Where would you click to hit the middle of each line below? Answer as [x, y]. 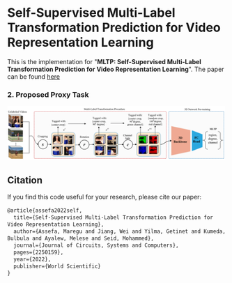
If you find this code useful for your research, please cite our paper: [105, 197]
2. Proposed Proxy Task [48, 94]
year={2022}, [32, 259]
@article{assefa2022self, [45, 211]
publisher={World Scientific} [57, 266]
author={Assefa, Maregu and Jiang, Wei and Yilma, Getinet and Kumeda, [120, 231]
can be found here [34, 76]
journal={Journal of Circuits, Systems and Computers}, [96, 245]
